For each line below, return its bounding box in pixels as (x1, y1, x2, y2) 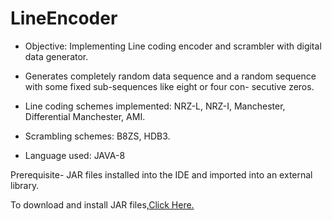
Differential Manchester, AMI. (24, 110, 146, 122)
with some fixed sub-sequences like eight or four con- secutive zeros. (24, 80, 315, 92)
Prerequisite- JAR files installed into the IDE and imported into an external (10, 168, 313, 181)
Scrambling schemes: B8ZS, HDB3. (24, 130, 171, 142)
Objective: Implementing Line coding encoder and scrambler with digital (24, 40, 322, 52)
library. (10, 179, 40, 191)
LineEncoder (10, 7, 118, 30)
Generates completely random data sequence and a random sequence (24, 70, 317, 82)
